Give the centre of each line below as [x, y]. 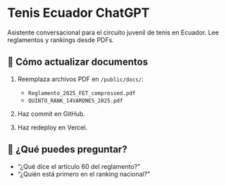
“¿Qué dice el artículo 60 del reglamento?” [79, 166]
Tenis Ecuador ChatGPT [79, 13]
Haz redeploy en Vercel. [52, 127]
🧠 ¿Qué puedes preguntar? [68, 149]
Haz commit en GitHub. [51, 113]
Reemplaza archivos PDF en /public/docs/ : [81, 79]
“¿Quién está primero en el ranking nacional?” [84, 174]
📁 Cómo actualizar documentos [78, 62]
